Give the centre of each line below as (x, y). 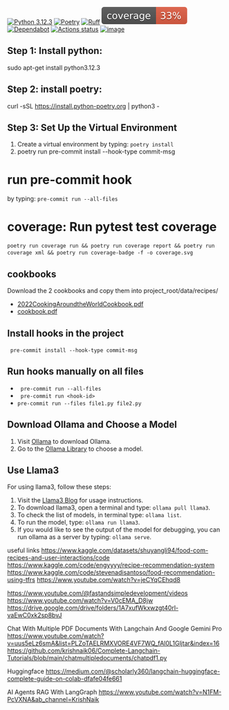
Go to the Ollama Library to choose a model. (80, 449)
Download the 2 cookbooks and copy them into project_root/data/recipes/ (113, 291)
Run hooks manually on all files (75, 372)
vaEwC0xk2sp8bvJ (35, 615)
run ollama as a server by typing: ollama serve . (84, 537)
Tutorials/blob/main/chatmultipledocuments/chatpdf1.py (87, 658)
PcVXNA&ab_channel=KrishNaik (53, 700)
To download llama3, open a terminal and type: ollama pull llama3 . (114, 507)
